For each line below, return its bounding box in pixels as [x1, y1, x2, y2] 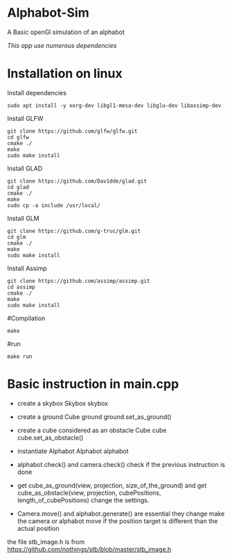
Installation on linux [7, 66, 123, 81]
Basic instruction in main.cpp [7, 377, 179, 392]
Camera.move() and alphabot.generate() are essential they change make [17, 509, 225, 518]
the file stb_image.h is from [7, 537, 85, 546]
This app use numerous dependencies [7, 41, 117, 49]
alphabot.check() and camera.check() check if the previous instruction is [17, 460, 225, 468]
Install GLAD [7, 164, 43, 172]
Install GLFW [7, 114, 44, 122]
